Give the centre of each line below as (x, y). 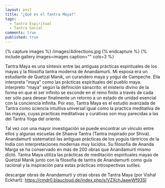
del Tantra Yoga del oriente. (33, 119)
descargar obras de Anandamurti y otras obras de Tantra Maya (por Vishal (81, 175)
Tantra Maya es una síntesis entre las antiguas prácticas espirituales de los (81, 66)
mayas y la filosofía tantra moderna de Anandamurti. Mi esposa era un (76, 71)
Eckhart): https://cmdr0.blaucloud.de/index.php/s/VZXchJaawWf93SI (76, 180)
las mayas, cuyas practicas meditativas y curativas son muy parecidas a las (82, 113)
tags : (11, 19)
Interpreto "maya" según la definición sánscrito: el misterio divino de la (77, 87)
